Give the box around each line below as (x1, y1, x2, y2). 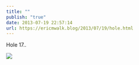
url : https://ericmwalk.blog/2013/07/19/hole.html (6, 25, 134, 31)
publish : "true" (6, 14, 46, 20)
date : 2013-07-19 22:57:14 (6, 19, 73, 25)
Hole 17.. (6, 41, 27, 48)
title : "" (6, 8, 31, 15)
